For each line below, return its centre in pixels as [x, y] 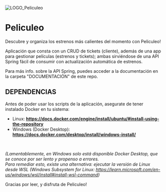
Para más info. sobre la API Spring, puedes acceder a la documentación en [82, 71]
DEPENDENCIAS [31, 92]
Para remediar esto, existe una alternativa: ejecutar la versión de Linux [78, 164]
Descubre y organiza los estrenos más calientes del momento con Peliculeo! [83, 41]
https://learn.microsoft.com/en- [128, 169]
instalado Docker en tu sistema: [37, 109]
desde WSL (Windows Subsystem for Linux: [50, 169]
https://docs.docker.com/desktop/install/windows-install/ [74, 134]
